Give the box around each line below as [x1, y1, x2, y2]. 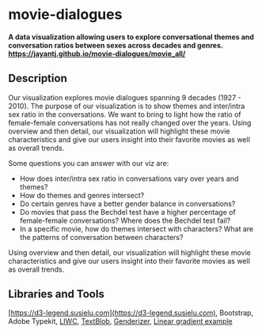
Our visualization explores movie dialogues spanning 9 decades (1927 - [8, 92, 241, 102]
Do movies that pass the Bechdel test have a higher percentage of [19, 207, 236, 216]
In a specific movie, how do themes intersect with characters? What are [19, 223, 254, 234]
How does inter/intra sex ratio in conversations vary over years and [19, 174, 239, 183]
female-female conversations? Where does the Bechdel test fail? [19, 216, 231, 225]
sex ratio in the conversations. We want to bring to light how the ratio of [8, 109, 241, 119]
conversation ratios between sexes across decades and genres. [8, 40, 223, 50]
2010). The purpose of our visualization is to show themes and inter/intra [8, 101, 245, 111]
